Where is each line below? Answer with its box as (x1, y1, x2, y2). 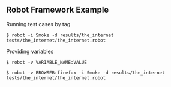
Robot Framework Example (6, 5, 109, 15)
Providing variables (6, 48, 54, 55)
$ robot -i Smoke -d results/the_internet (6, 32, 114, 38)
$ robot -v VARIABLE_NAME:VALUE (6, 59, 87, 65)
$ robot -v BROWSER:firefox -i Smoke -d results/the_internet (6, 70, 165, 76)
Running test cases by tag (6, 20, 71, 27)
